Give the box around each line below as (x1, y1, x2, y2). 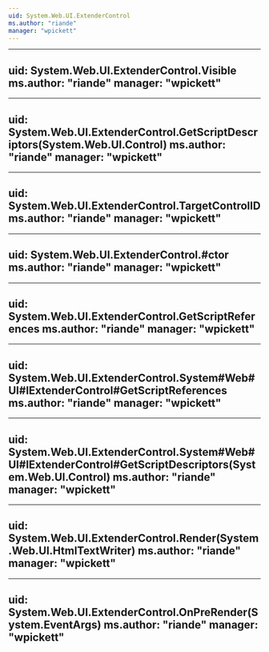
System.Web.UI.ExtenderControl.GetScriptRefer (8, 310, 255, 324)
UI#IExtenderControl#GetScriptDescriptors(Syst (8, 457, 256, 471)
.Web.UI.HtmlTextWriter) (8, 544, 136, 557)
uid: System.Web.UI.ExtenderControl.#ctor (8, 248, 230, 262)
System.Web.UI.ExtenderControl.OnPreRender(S (8, 606, 259, 619)
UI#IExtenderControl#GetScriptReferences (8, 384, 227, 397)
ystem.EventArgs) (8, 618, 102, 632)
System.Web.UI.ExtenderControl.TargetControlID (8, 199, 261, 213)
